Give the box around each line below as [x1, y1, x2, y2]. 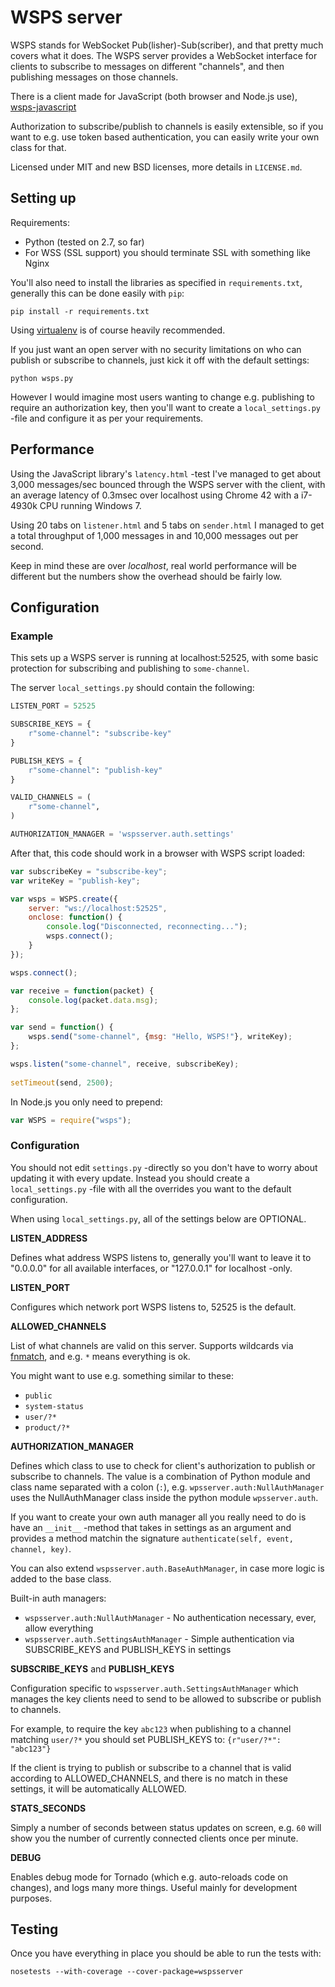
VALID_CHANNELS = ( [10, 792, 92, 803]
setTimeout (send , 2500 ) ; [10, 1077, 114, 1088]
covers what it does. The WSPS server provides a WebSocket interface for [10, 49, 318, 61]
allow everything [24, 1622, 94, 1634]
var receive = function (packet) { [10, 986, 155, 996]
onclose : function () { [28, 912, 123, 923]
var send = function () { [10, 1022, 114, 1033]
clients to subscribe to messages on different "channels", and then [10, 60, 285, 72]
